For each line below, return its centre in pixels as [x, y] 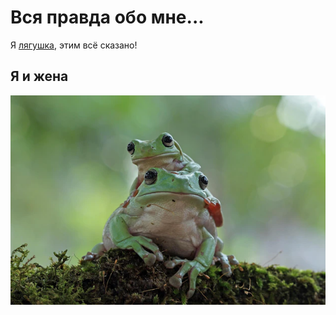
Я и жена [39, 76]
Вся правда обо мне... [107, 17]
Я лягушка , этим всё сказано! [74, 45]
